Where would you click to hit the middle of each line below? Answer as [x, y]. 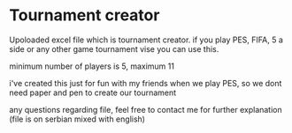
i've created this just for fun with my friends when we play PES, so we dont [146, 83]
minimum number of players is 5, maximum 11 [92, 66]
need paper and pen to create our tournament [93, 92]
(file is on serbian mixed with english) [77, 119]
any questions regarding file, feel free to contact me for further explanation [146, 109]
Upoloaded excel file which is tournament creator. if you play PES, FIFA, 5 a [146, 40]
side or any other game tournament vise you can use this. [114, 48]
